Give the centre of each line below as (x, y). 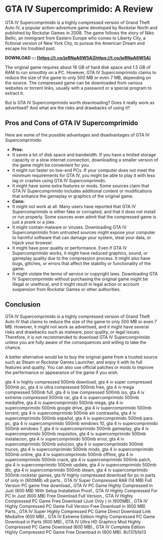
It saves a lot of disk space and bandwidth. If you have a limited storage (84, 154)
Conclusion (23, 305)
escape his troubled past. (30, 48)
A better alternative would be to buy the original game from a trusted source (81, 357)
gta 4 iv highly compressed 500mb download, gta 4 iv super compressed (79, 382)
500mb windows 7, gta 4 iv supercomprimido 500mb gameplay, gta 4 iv (77, 428)
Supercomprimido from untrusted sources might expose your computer (84, 232)
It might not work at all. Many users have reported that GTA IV (74, 206)
